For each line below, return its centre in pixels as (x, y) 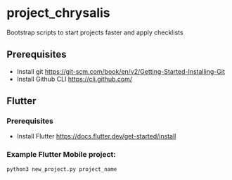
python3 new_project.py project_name (62, 169)
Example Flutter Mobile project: (62, 155)
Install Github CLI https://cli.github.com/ (75, 79)
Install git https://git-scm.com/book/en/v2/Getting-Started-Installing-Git (121, 71)
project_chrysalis (58, 13)
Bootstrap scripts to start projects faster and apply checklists (95, 32)
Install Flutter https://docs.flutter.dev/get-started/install (96, 136)
